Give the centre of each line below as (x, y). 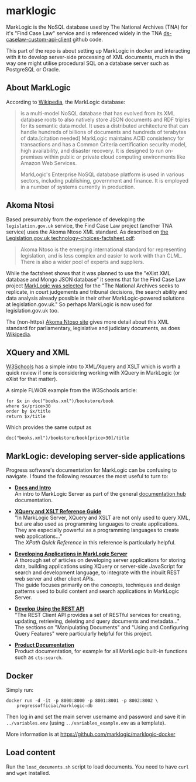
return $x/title (26, 417)
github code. (88, 39)
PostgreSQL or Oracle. (33, 69)
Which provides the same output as (49, 427)
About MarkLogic (39, 88)
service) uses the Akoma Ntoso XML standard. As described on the (87, 232)
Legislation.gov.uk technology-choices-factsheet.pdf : (71, 238)
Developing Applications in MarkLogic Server (71, 554)
